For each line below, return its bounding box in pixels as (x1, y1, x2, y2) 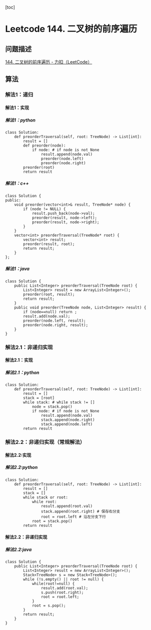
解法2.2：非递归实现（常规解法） (5, 439, 85, 446)
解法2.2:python (5, 464, 38, 470)
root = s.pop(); (31, 603, 66, 608)
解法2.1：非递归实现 (5, 344, 53, 351)
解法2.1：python (5, 369, 39, 375)
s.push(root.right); (40, 590, 84, 595)
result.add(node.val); (23, 314, 70, 319)
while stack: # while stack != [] (23, 400, 95, 405)
